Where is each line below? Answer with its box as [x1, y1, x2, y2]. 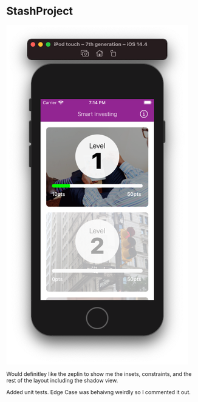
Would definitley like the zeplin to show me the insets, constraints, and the [6, 370, 192, 377]
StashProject [6, 4, 73, 18]
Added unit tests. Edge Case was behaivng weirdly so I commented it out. [6, 388, 191, 395]
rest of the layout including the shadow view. [6, 377, 118, 384]
